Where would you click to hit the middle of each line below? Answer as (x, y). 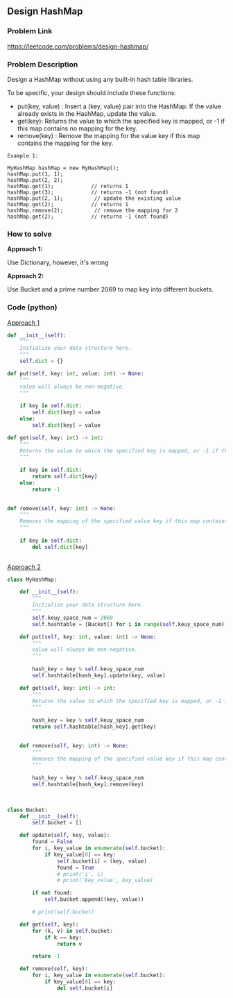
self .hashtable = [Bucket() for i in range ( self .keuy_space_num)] (130, 624)
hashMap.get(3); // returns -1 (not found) (88, 192)
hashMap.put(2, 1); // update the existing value (94, 198)
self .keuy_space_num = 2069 (72, 618)
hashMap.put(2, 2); (35, 180)
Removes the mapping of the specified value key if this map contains (124, 521)
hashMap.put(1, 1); (35, 174)
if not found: (52, 893)
